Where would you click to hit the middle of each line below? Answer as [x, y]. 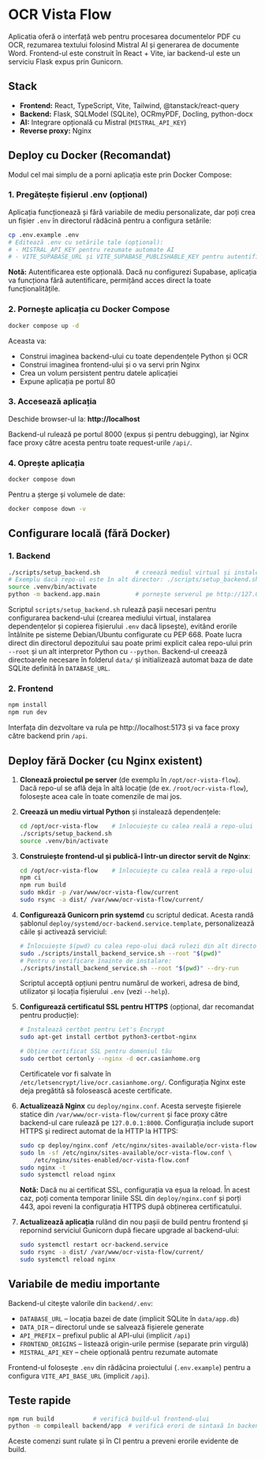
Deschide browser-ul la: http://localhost [74, 418]
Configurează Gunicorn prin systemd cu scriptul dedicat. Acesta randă [136, 914]
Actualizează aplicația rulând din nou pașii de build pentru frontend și [134, 1222]
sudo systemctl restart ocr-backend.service [94, 1245]
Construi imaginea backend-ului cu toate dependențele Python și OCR [134, 356]
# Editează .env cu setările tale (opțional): [86, 242]
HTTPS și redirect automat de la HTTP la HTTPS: [99, 1131]
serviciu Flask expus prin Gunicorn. [66, 62]
